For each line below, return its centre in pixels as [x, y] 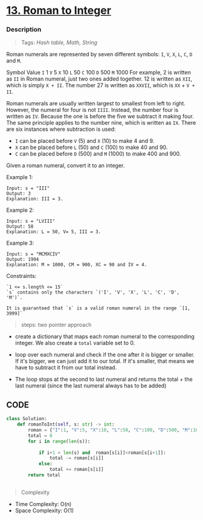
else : [45, 464]
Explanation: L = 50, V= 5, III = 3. [54, 232]
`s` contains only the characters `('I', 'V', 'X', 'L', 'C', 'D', [93, 292]
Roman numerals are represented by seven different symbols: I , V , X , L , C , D [99, 54]
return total [44, 475]
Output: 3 [19, 194]
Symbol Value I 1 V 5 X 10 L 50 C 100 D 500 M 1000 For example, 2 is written [99, 73]
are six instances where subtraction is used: [61, 129]
